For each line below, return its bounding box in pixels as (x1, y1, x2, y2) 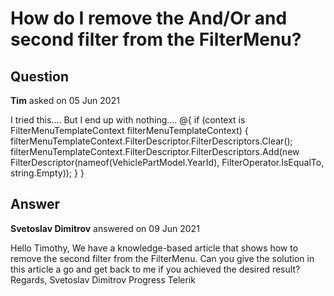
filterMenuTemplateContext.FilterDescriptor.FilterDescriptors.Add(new (10, 146, 300, 157)
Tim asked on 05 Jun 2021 (10, 95, 120, 106)
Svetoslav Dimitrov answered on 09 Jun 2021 (10, 222, 200, 234)
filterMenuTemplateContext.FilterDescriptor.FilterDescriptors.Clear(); (10, 135, 293, 147)
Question (10, 68, 69, 85)
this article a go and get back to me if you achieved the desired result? (10, 263, 301, 275)
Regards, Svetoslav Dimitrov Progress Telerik (10, 273, 196, 286)
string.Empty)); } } (10, 167, 85, 179)
